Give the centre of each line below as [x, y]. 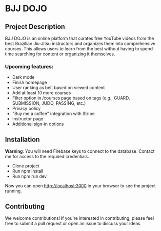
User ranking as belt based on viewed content [58, 88]
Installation [22, 139]
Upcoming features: [29, 67]
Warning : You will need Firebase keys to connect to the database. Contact [80, 151]
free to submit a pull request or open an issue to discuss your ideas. [73, 223]
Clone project [26, 166]
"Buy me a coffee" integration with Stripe [53, 114]
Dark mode [23, 77]
